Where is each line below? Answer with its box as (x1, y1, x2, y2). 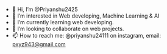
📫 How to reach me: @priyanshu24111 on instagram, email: (12, 32, 162, 39)
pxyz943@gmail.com (12, 41, 66, 48)
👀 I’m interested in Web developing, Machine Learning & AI (12, 12, 160, 19)
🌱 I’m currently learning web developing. (12, 19, 114, 25)
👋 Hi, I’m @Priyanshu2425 (12, 6, 78, 13)
